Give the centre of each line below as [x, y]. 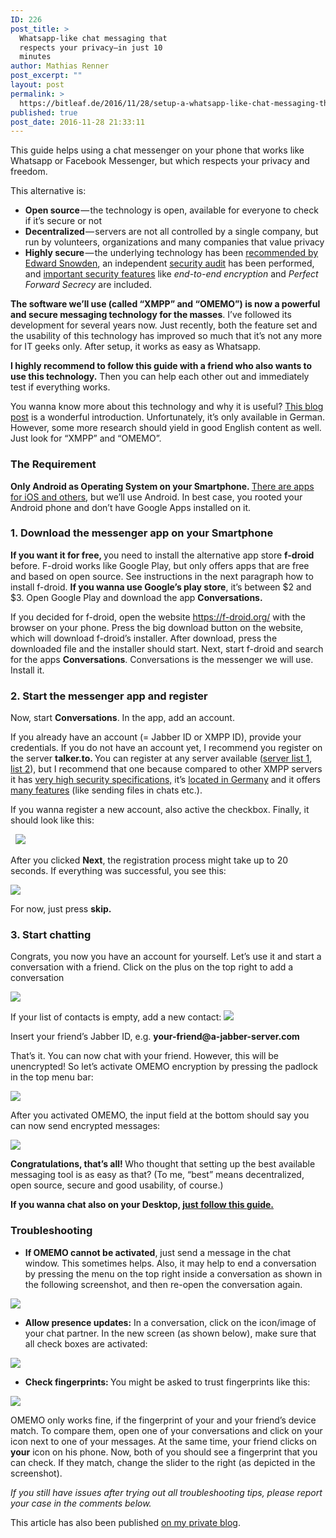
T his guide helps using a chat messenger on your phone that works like [157, 150]
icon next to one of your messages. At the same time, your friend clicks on [163, 1441]
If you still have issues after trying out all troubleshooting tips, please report [166, 1492]
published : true [44, 112]
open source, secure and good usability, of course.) [117, 1185]
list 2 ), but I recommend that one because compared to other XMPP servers [166, 769]
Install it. [27, 670]
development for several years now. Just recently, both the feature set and [164, 325]
